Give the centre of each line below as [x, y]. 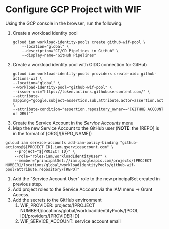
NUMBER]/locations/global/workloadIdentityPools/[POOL [79, 210]
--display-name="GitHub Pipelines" [59, 55]
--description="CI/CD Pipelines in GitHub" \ [70, 51]
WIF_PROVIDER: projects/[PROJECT [57, 205]
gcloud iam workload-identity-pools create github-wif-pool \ [79, 42]
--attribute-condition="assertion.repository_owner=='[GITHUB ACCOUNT [88, 109]
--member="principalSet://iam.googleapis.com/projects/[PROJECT [83, 160]
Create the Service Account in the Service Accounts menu [73, 123]
